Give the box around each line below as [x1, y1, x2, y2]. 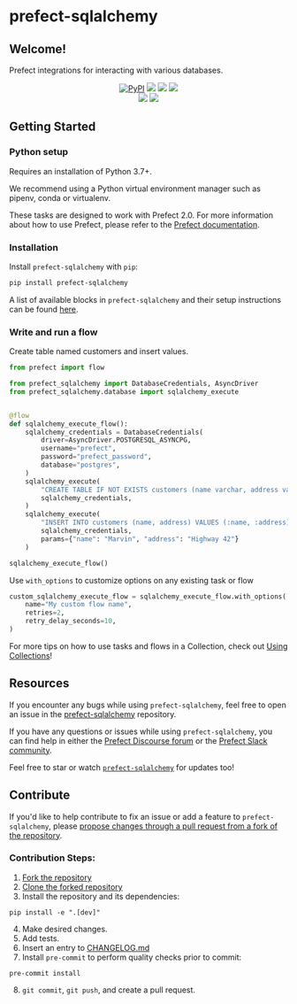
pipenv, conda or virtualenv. [9, 192, 110, 203]
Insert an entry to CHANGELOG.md [21, 942, 150, 953]
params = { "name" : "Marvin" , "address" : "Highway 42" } [41, 534, 240, 544]
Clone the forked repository [21, 881, 123, 892]
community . [9, 745, 53, 755]
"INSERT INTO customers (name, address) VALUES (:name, [41, 518, 251, 528]
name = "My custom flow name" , [25, 600, 133, 609]
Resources [9, 676, 70, 691]
